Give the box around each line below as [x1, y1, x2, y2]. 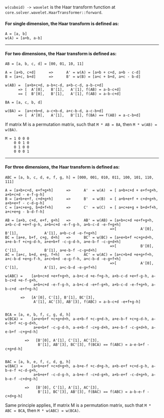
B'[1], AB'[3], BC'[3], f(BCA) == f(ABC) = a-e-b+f [38, 342, 145, 347]
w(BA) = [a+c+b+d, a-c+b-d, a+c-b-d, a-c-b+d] [5, 109, 104, 114]
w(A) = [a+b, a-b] [5, 36, 42, 41]
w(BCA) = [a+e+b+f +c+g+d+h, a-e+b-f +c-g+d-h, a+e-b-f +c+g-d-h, [5, 316, 150, 321]
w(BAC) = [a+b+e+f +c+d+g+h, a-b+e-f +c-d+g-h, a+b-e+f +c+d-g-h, [5, 364, 150, 369]
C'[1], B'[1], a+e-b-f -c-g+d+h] [5, 247, 97, 253]
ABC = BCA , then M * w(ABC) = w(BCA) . [5, 407, 81, 413]
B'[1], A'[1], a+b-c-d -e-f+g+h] [5, 230, 97, 236]
